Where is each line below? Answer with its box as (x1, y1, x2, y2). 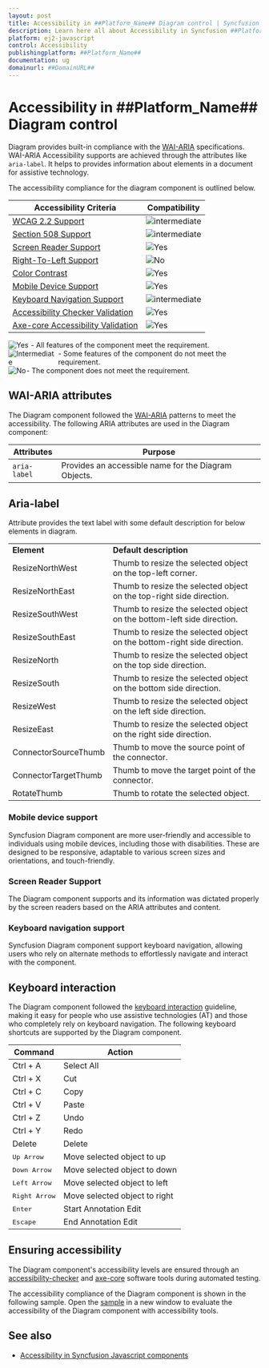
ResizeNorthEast (12, 585, 75, 597)
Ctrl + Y (12, 1125, 42, 1137)
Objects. (61, 469, 93, 481)
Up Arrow (12, 1153, 44, 1161)
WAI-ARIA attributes (8, 389, 112, 403)
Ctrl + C (12, 1086, 42, 1097)
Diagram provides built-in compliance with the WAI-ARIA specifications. (8, 142, 245, 151)
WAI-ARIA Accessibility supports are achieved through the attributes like (8, 150, 247, 160)
